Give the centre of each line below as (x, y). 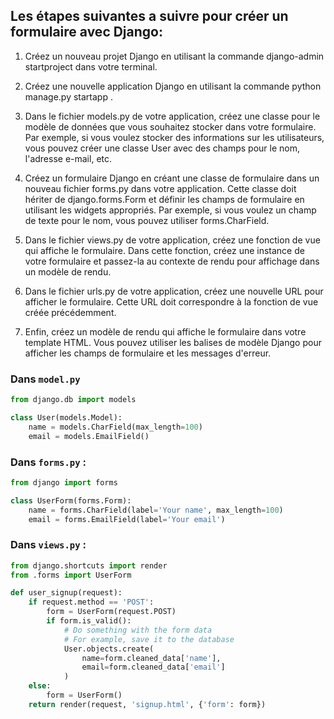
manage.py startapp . (68, 96)
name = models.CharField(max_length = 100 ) (115, 427)
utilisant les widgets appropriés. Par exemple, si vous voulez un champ (170, 210)
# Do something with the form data (138, 630)
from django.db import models (73, 400)
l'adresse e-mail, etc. (68, 158)
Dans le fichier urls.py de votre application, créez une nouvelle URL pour (174, 291)
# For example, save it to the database (149, 639)
